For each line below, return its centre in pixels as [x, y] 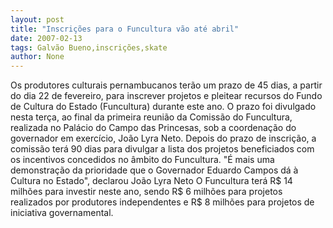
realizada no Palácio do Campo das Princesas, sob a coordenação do [153, 128]
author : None [37, 57]
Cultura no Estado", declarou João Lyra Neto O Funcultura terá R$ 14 [151, 181]
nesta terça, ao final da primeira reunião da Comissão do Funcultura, [151, 117]
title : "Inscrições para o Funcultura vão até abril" [125, 29]
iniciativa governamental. [62, 213]
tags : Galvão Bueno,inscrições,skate [89, 47]
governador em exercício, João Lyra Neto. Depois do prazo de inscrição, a [163, 138]
